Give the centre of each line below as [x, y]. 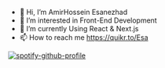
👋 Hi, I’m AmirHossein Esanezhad [73, 12]
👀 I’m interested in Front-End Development [88, 20]
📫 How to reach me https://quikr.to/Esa [84, 38]
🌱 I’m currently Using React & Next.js [79, 29]
